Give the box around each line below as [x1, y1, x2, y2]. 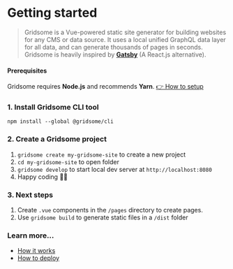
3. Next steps [7, 190, 54, 200]
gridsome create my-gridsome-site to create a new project [17, 150, 186, 159]
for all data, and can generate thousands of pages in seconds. [24, 43, 204, 51]
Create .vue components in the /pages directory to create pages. [17, 206, 204, 215]
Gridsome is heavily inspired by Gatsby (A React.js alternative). [24, 50, 206, 59]
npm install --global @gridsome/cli [7, 118, 114, 125]
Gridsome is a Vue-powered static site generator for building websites [24, 28, 227, 36]
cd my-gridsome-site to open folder [17, 157, 120, 166]
